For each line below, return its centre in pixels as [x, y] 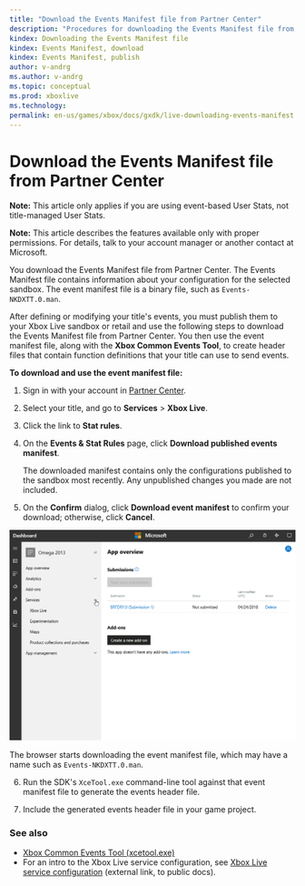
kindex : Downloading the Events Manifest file [99, 38]
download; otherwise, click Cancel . [89, 518]
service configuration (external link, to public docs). [119, 872]
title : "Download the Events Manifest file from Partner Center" [135, 19]
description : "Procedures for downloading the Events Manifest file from [152, 29]
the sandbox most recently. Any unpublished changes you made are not [157, 480]
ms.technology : [38, 106]
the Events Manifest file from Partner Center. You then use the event [137, 336]
